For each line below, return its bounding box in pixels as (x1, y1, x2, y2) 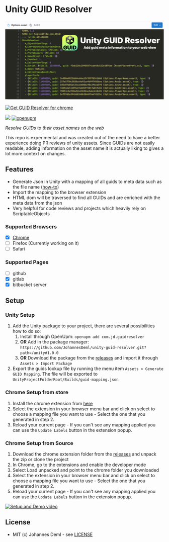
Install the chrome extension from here (12, 400, 93, 406)
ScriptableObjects (12, 210, 50, 217)
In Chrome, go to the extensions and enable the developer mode (12, 462, 146, 468)
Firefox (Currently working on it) (12, 240, 79, 246)
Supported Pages (5, 259, 49, 266)
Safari (12, 246, 25, 252)
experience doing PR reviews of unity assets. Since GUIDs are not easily (5, 140, 155, 146)
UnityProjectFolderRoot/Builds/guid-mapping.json (12, 377, 119, 383)
